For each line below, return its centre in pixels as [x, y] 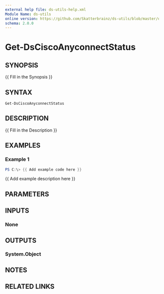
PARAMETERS [27, 194]
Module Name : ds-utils [28, 14]
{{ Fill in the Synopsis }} [29, 77]
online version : [21, 19]
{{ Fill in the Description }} [31, 130]
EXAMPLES [23, 146]
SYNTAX [19, 92]
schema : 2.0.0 [20, 23]
